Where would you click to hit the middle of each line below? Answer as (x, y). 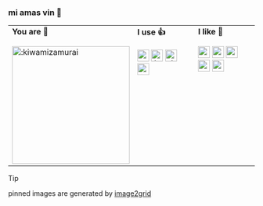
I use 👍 (151, 32)
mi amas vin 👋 (35, 13)
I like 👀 (211, 32)
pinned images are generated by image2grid (80, 193)
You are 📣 (30, 32)
